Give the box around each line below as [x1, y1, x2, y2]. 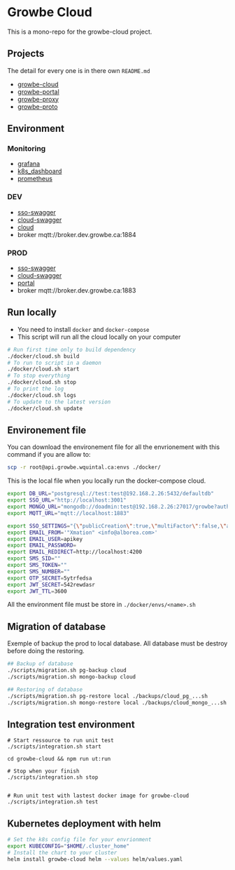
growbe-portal [17, 87, 59, 95]
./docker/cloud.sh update [7, 405, 83, 412]
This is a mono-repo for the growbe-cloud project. [7, 27, 152, 36]
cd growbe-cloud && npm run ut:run [7, 756, 111, 763]
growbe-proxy [17, 95, 59, 103]
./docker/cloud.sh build [7, 352, 80, 360]
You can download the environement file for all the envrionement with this [7, 443, 220, 451]
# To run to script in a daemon [7, 359, 101, 366]
